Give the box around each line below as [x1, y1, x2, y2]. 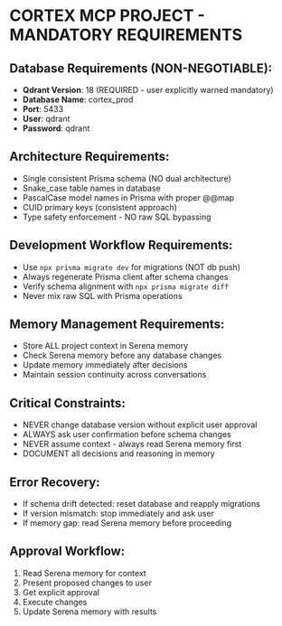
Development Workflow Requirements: [9, 238, 233, 253]
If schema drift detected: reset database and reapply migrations [22, 499, 260, 509]
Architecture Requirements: [9, 149, 170, 164]
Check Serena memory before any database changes [22, 350, 222, 361]
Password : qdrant [22, 123, 90, 134]
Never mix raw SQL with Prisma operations [22, 290, 183, 301]
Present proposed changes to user [22, 577, 152, 588]
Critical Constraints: [9, 395, 127, 411]
